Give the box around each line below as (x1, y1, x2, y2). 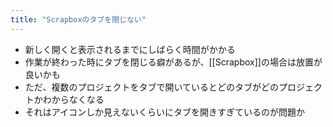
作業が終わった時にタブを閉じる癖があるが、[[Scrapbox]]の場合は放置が (24, 56, 323, 68)
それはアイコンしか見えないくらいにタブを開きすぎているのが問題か (24, 106, 306, 118)
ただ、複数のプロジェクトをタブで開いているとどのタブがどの (24, 81, 279, 93)
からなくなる (51, 93, 105, 105)
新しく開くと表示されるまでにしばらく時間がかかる (24, 43, 236, 55)
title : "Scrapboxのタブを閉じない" (10, 14, 147, 25)
